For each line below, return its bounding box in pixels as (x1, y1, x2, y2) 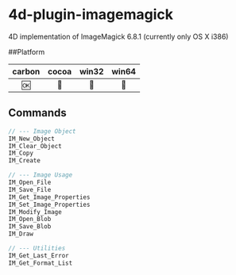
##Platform (8, 47, 45, 56)
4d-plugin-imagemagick (8, 6, 173, 24)
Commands (8, 106, 68, 120)
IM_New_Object (8, 135, 56, 143)
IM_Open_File (8, 178, 52, 186)
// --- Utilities (8, 244, 66, 252)
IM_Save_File (8, 185, 52, 193)
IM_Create (8, 157, 41, 165)
